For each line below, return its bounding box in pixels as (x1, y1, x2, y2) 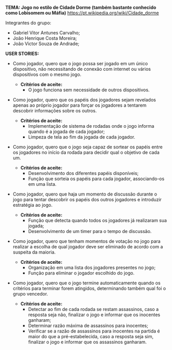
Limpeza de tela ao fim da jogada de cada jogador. (28, 134, 136, 140)
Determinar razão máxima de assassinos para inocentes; (28, 323, 148, 328)
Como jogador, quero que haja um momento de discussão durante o (12, 191, 158, 197)
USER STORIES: (5, 51, 40, 56)
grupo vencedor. (12, 291, 48, 297)
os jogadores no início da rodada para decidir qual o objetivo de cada (12, 149, 160, 155)
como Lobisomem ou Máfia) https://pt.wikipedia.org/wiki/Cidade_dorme (5, 10, 159, 16)
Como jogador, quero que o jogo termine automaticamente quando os (12, 280, 161, 286)
